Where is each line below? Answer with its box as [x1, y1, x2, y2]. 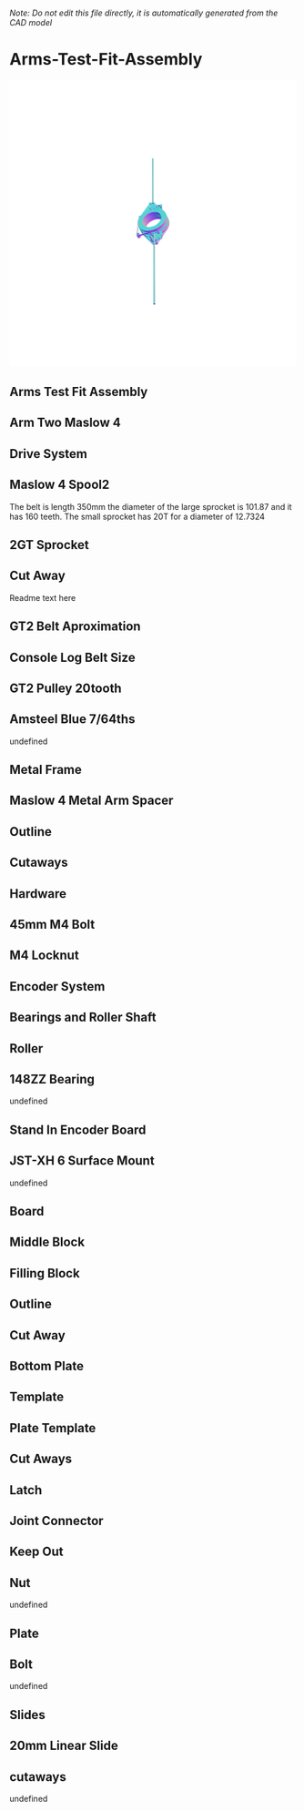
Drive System [9, 446, 88, 462]
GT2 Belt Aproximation [9, 619, 141, 635]
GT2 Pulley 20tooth [9, 680, 122, 696]
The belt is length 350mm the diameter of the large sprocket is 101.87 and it [9, 501, 293, 512]
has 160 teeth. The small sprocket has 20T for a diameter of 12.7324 [9, 511, 266, 522]
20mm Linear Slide [9, 1738, 118, 1754]
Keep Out [9, 1544, 64, 1560]
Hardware [9, 886, 66, 901]
